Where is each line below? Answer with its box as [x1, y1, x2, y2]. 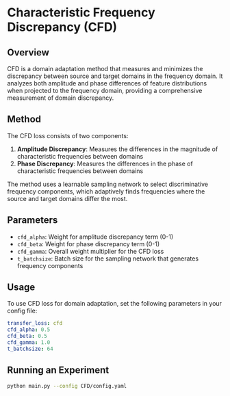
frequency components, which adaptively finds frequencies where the [7, 187, 205, 196]
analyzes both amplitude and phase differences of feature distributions [7, 79, 207, 87]
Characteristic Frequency [7, 5, 155, 21]
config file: [7, 306, 38, 315]
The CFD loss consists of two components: [7, 131, 129, 140]
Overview [7, 47, 50, 58]
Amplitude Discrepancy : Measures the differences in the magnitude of [16, 145, 218, 153]
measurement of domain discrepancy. [7, 94, 114, 102]
